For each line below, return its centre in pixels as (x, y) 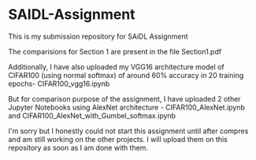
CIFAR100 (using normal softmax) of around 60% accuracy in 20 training (126, 75)
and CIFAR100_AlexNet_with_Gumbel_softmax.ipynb (92, 115)
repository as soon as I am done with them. (78, 147)
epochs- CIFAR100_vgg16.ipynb (59, 84)
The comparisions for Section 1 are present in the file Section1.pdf (115, 51)
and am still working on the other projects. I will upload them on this (118, 139)
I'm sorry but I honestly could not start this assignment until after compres (128, 131)
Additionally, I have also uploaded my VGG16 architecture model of (116, 67)
